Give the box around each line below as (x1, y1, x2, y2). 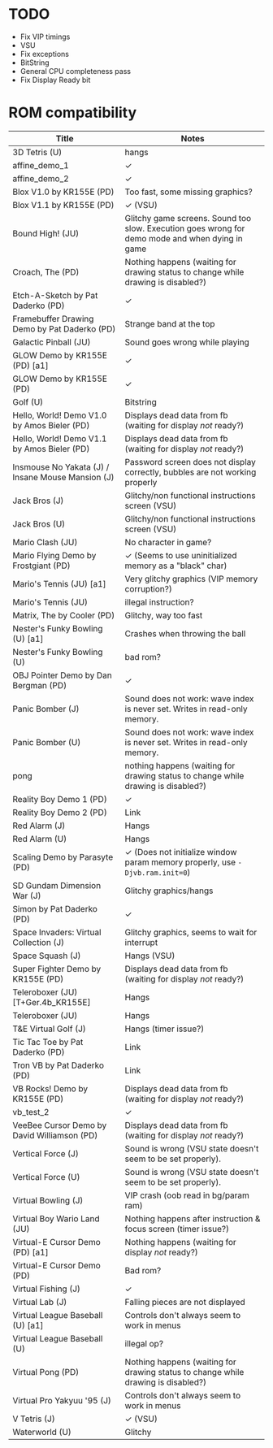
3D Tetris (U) (12, 146, 63, 158)
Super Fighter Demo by (12, 963, 102, 974)
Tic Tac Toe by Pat (12, 1036, 84, 1047)
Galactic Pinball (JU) (12, 336, 91, 348)
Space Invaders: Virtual (12, 926, 102, 938)
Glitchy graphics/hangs (124, 885, 214, 896)
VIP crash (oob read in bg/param (124, 1190, 250, 1201)
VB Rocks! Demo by (12, 1082, 88, 1094)
